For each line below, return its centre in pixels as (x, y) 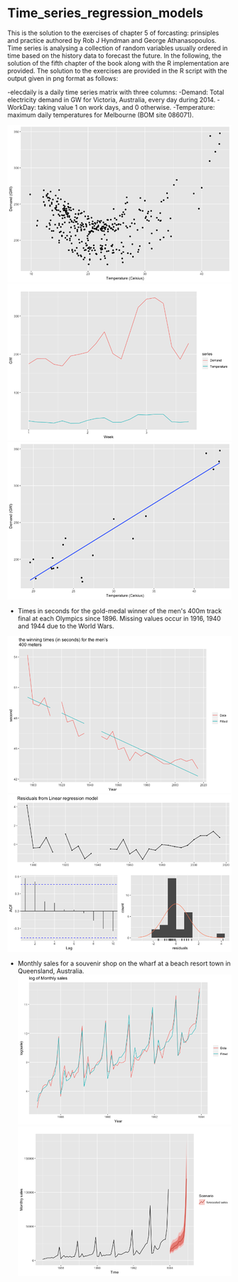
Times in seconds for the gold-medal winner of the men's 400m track (120, 611)
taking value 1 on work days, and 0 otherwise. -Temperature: (126, 107)
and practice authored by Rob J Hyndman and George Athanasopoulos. (112, 40)
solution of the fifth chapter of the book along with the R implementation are (118, 63)
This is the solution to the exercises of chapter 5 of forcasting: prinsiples (113, 33)
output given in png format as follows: (63, 78)
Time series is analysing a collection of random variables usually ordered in (118, 48)
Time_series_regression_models (106, 13)
